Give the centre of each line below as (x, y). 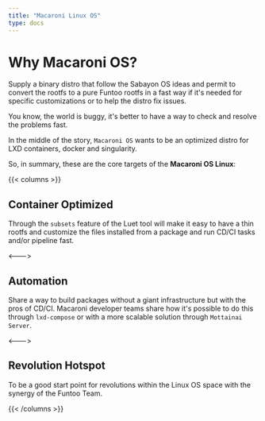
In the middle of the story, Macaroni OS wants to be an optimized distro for (129, 141)
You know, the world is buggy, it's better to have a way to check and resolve (132, 117)
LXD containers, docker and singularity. (73, 149)
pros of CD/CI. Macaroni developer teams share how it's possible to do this (131, 309)
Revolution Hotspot (57, 366)
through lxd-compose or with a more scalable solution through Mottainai (125, 317)
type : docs (26, 23)
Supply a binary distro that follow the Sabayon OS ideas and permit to (122, 84)
